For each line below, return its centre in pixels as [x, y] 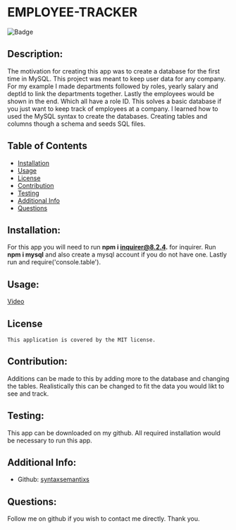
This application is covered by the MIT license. [82, 340]
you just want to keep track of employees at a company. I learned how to [113, 108]
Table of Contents [48, 146]
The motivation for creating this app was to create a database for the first [114, 71]
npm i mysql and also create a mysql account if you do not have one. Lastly [117, 254]
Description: [35, 54]
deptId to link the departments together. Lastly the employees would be [111, 93]
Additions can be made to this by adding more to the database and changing [118, 378]
